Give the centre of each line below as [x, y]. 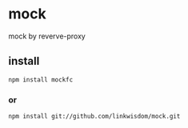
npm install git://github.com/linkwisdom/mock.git [94, 117]
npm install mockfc [41, 80]
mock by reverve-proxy [47, 36]
